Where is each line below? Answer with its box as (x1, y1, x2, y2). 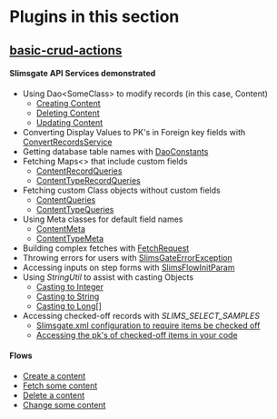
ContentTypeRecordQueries (35, 175, 141, 185)
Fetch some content (22, 380, 98, 391)
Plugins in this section (9, 6, 180, 27)
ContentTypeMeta (35, 233, 104, 244)
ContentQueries (35, 194, 96, 205)
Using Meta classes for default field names (22, 214, 183, 224)
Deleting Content (35, 107, 100, 118)
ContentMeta (35, 223, 86, 234)
